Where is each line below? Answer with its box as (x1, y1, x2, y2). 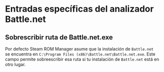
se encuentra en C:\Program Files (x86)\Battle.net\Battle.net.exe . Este (5, 51, 156, 57)
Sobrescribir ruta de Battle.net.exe (5, 33, 113, 41)
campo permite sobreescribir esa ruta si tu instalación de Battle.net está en (5, 56, 159, 62)
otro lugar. (5, 62, 26, 67)
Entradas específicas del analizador (5, 3, 154, 15)
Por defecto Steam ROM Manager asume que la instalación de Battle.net (5, 46, 154, 52)
